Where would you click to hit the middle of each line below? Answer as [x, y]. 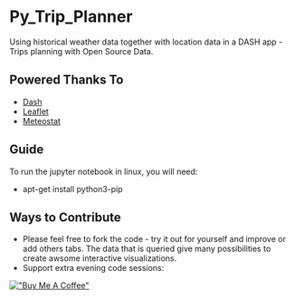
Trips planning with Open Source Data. [81, 51]
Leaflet [36, 111]
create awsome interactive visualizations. [100, 258]
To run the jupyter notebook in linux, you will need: [104, 171]
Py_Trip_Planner [71, 17]
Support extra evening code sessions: [93, 268]
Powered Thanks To [67, 80]
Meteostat [42, 121]
